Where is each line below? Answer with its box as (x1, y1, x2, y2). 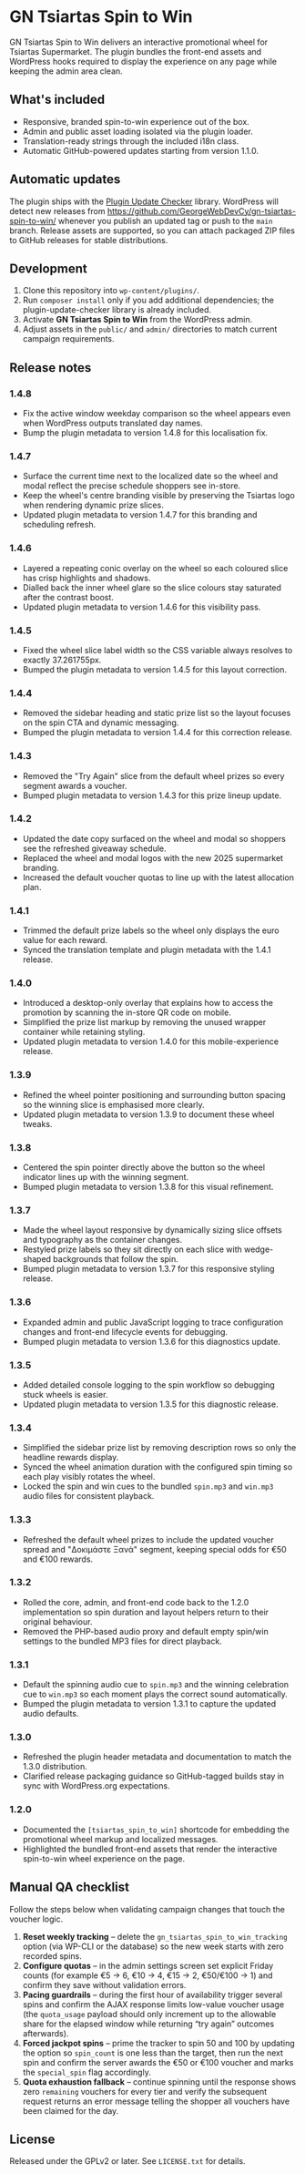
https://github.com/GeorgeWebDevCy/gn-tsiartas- (107, 205, 297, 216)
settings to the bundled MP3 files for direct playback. (22, 1636, 223, 1646)
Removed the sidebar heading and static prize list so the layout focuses (22, 708, 291, 719)
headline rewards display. (22, 1451, 119, 1463)
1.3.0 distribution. (22, 1761, 88, 1772)
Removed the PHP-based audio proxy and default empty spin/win (22, 1625, 269, 1636)
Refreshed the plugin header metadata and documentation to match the (22, 1751, 292, 1762)
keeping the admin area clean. (9, 66, 123, 77)
